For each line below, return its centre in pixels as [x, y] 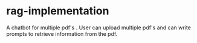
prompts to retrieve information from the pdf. [62, 33]
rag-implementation [58, 11]
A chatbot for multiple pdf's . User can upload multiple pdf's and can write [99, 27]
